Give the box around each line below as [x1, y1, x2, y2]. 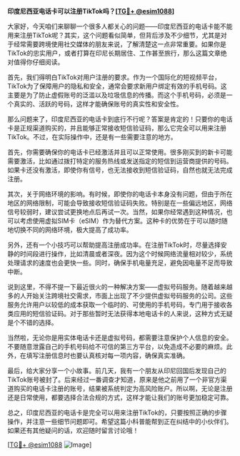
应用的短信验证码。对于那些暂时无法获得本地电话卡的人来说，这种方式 [13, 310, 220, 318]
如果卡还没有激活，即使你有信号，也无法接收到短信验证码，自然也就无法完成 [7, 166, 233, 174]
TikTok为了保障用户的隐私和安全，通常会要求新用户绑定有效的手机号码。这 [7, 82, 227, 90]
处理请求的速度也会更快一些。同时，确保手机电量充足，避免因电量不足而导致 [7, 258, 233, 267]
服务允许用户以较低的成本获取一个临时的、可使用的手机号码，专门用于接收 [7, 300, 226, 309]
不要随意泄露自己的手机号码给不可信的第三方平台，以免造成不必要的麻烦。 [7, 343, 226, 350]
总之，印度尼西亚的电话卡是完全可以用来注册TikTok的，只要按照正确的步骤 [7, 408, 227, 417]
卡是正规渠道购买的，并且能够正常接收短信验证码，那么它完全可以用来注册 [7, 124, 226, 132]
